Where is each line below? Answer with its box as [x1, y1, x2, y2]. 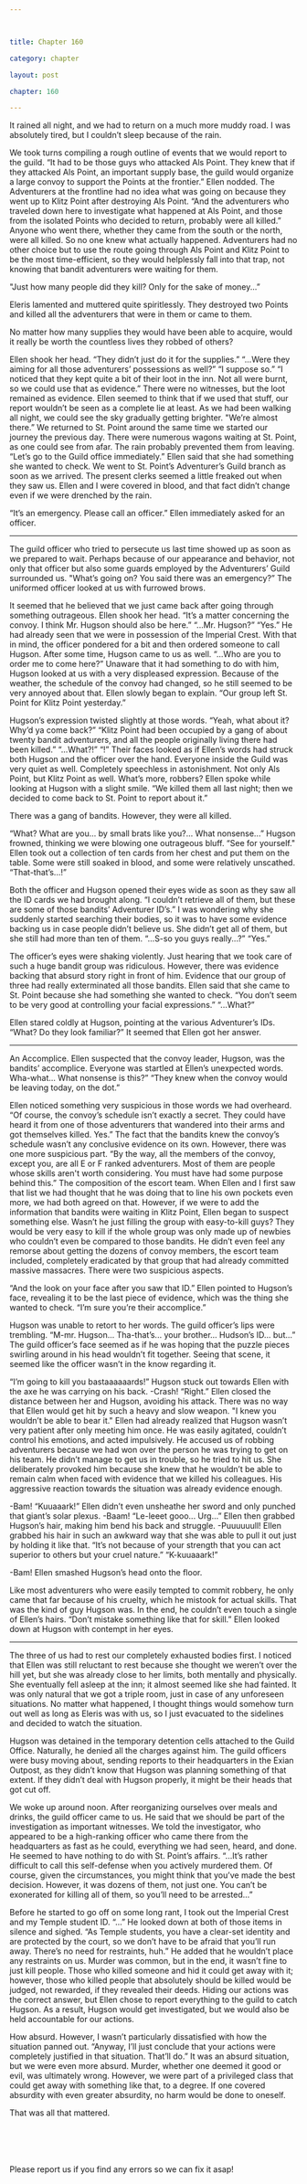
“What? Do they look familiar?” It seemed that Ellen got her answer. [9, 1027, 262, 1038]
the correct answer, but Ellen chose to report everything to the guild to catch [9, 1994, 298, 2006]
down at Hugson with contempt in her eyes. [9, 1624, 174, 1635]
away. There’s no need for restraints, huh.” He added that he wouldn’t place [9, 1945, 294, 1956]
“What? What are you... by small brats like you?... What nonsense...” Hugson [9, 828, 296, 839]
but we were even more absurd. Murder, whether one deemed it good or [9, 2061, 281, 2072]
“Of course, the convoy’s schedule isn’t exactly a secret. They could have [9, 1109, 286, 1120]
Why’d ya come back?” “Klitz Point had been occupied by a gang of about [9, 725, 288, 736]
